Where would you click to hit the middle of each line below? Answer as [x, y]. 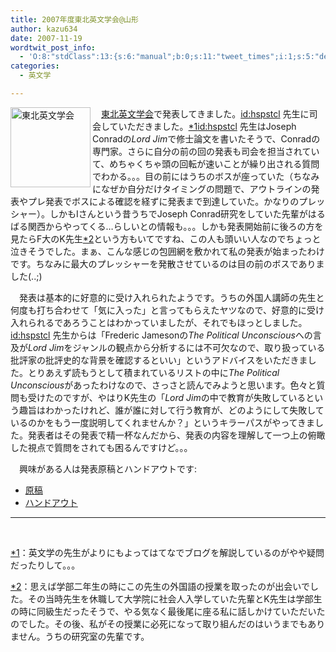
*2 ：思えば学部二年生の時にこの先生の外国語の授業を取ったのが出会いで [160, 586]
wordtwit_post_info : [53, 47]
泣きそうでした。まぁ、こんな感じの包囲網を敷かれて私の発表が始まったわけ [167, 251]
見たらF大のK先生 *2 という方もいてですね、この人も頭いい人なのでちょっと [166, 238]
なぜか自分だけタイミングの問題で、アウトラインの [206, 188]
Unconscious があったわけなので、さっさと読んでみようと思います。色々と [163, 385]
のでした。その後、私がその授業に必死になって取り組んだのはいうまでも [159, 623]
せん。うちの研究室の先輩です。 [84, 636]
